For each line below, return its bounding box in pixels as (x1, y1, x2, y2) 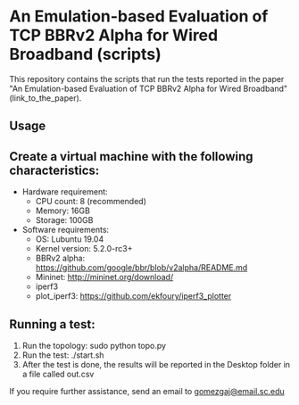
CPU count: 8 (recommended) (35, 196, 147, 207)
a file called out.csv (21, 368, 95, 379)
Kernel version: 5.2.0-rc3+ (35, 244, 133, 254)
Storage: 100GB (35, 215, 94, 226)
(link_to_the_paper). (9, 92, 82, 103)
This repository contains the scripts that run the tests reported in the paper (9, 73, 285, 84)
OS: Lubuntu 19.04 (35, 234, 104, 244)
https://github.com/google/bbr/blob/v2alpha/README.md (35, 262, 248, 273)
